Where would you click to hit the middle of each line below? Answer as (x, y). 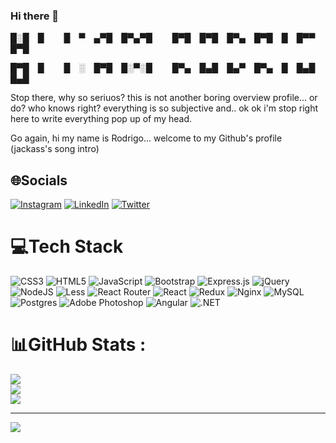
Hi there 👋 (35, 16)
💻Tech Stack (67, 246)
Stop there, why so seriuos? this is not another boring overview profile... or (164, 98)
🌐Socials (39, 180)
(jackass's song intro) (55, 149)
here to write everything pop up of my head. (101, 119)
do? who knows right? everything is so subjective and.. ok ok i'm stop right (164, 108)
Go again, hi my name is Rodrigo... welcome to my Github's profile (146, 138)
